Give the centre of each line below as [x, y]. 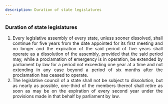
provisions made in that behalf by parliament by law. [66, 96]
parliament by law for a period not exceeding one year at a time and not [87, 64]
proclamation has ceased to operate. [50, 75]
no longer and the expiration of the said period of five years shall [87, 48]
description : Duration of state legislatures [53, 10]
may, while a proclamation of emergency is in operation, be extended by [87, 59]
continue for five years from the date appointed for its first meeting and [87, 43]
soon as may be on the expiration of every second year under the [87, 91]
